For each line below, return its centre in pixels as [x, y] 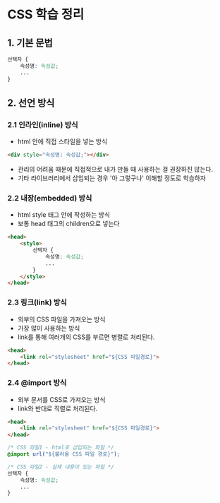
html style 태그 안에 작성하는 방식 [64, 215]
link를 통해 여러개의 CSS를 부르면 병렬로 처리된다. [86, 337]
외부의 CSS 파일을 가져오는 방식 [61, 319]
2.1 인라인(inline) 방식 [43, 124]
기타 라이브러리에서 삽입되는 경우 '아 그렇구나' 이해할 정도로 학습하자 [112, 178]
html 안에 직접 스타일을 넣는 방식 [62, 141]
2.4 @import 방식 [37, 383]
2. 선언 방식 [31, 103]
